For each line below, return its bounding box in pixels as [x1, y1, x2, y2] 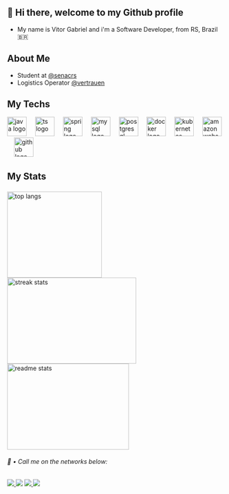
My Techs [7, 98, 50, 110]
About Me [7, 53, 50, 65]
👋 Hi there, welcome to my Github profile [7, 7, 184, 19]
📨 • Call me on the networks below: [7, 458, 108, 466]
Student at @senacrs [17, 71, 77, 79]
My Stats [7, 170, 47, 182]
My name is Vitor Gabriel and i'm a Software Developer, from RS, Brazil [17, 25, 218, 33]
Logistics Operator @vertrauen [17, 78, 105, 87]
